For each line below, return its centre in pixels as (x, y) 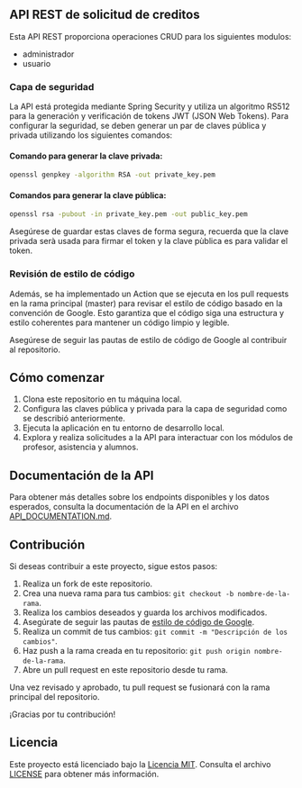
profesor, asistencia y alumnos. (80, 447)
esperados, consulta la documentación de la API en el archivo (124, 507)
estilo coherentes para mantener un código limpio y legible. (119, 322)
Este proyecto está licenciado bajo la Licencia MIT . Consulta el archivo (140, 764)
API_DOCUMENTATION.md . (61, 516)
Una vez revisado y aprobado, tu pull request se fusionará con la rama (140, 687)
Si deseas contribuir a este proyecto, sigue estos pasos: (114, 566)
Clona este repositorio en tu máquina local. (102, 399)
